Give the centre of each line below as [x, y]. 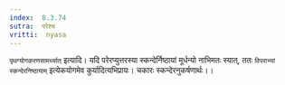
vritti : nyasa [38, 34]
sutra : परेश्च [33, 26]
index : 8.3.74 [38, 18]
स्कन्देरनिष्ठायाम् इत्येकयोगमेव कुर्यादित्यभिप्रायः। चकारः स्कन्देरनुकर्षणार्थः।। [112, 71]
